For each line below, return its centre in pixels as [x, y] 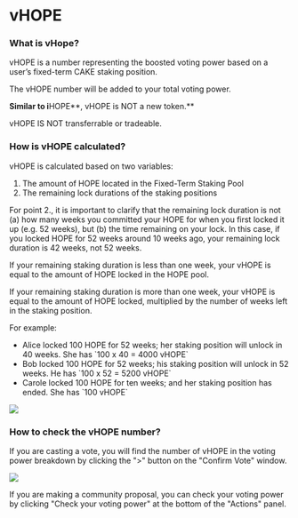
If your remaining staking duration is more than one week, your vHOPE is [142, 291]
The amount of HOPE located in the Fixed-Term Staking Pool [133, 183]
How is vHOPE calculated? [68, 147]
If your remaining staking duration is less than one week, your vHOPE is [140, 265]
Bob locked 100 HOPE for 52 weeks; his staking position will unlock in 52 [155, 363]
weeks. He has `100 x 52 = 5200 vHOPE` [97, 373]
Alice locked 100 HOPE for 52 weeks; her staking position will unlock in [152, 345]
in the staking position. [51, 310]
